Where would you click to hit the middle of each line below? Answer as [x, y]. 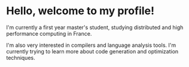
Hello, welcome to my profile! [80, 11]
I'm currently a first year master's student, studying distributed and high [95, 27]
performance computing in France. [49, 33]
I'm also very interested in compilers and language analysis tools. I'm [91, 45]
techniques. [21, 58]
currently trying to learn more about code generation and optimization [92, 51]
